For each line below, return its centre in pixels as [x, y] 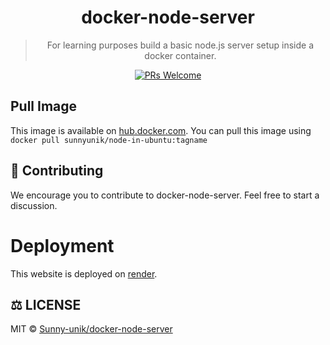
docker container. [180, 55]
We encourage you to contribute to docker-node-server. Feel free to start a [165, 195]
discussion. [34, 205]
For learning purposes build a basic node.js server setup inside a [180, 45]
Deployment [62, 245]
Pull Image [44, 106]
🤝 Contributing [57, 171]
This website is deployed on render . [84, 273]
